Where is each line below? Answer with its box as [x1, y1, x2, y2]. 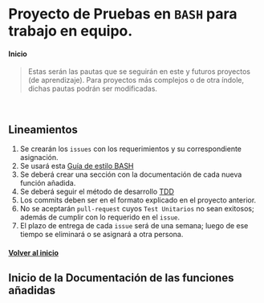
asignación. [19, 153, 59, 162]
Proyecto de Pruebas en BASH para [8, 5, 238, 23]
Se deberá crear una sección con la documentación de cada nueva [19, 170, 242, 179]
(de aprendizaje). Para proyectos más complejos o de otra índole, [27, 76, 245, 85]
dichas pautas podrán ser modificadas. [27, 84, 158, 93]
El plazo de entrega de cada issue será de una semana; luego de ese [19, 221, 249, 231]
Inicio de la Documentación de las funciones [8, 271, 234, 285]
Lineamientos [8, 122, 79, 137]
